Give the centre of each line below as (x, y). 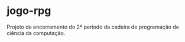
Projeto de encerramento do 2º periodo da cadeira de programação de (93, 27)
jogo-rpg (29, 11)
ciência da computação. (36, 33)
